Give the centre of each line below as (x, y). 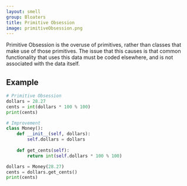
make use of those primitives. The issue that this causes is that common (93, 51)
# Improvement (24, 123)
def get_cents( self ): (43, 150)
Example (22, 82)
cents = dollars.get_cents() (42, 172)
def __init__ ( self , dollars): (54, 134)
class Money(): (25, 128)
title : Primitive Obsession (41, 22)
